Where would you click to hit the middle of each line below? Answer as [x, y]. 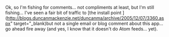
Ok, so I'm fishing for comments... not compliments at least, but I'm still [80, 7]
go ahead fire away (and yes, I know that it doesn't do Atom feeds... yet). [81, 29]
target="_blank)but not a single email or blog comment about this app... [88, 23]
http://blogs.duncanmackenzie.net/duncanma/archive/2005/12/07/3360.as [86, 18]
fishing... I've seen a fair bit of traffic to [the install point [63, 13]
